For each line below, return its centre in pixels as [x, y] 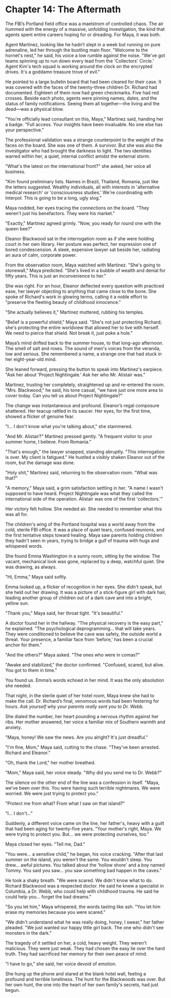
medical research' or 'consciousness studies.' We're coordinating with [79, 192]
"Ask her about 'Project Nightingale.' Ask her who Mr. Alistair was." [75, 375]
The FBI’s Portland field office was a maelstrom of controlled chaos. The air [84, 24]
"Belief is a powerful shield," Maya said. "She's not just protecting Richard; [84, 322]
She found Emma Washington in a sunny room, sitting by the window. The [83, 556]
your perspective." [25, 130]
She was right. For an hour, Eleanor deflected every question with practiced [85, 285]
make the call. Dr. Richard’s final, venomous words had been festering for [82, 701]
